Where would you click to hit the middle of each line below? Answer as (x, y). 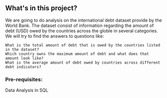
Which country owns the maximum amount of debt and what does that (77, 54)
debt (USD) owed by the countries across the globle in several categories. (81, 31)
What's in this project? (41, 8)
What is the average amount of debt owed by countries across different (83, 62)
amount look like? (24, 58)
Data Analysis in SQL (27, 90)
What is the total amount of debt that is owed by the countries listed (83, 45)
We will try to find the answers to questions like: (55, 36)
